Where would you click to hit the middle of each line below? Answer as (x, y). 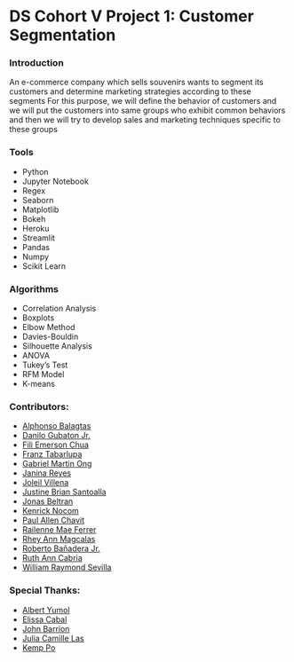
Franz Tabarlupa (52, 454)
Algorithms (34, 288)
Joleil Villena (45, 483)
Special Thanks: (45, 590)
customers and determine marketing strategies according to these (130, 91)
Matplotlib (40, 209)
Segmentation (63, 35)
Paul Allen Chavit (53, 520)
